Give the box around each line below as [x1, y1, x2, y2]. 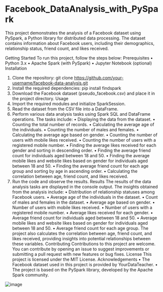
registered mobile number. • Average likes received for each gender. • [12, 209, 153, 215]
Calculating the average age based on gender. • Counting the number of [12, 132, 158, 138]
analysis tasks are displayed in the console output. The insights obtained [12, 184, 158, 189]
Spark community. [12, 272, 49, 278]
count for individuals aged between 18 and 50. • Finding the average [12, 152, 150, 158]
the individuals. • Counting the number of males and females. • [12, 126, 139, 132]
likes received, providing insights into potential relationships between [12, 235, 151, 241]
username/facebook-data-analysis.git [12, 80, 89, 86]
